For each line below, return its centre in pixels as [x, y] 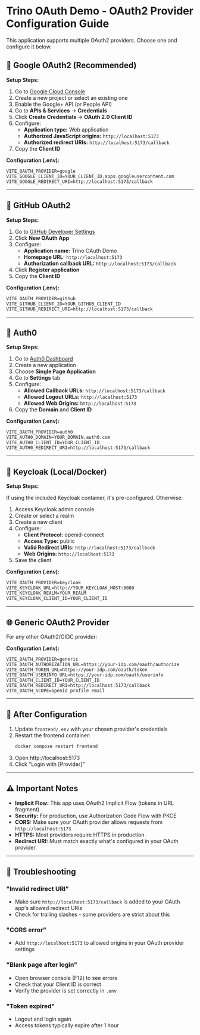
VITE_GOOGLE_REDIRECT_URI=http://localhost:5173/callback [79, 181]
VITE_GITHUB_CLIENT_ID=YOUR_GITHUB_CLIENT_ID [63, 304]
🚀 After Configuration [47, 715]
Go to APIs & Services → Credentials [61, 110]
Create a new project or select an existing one [71, 97]
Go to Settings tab [37, 378]
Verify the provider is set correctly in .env [66, 990]
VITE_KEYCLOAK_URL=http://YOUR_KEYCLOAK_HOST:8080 [70, 588]
